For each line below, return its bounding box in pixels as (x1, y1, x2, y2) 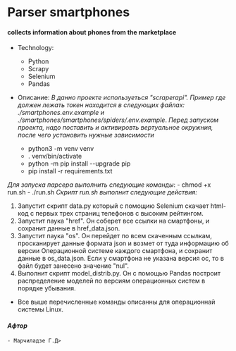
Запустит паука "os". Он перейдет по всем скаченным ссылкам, (17, 232, 213, 240)
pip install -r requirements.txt (27, 167, 113, 175)
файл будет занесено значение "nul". (17, 261, 129, 270)
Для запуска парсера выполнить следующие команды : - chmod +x (7, 180, 211, 189)
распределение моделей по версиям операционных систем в (17, 276, 206, 285)
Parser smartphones (7, 4, 130, 20)
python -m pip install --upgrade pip (27, 159, 131, 168)
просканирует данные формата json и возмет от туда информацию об (17, 239, 229, 247)
